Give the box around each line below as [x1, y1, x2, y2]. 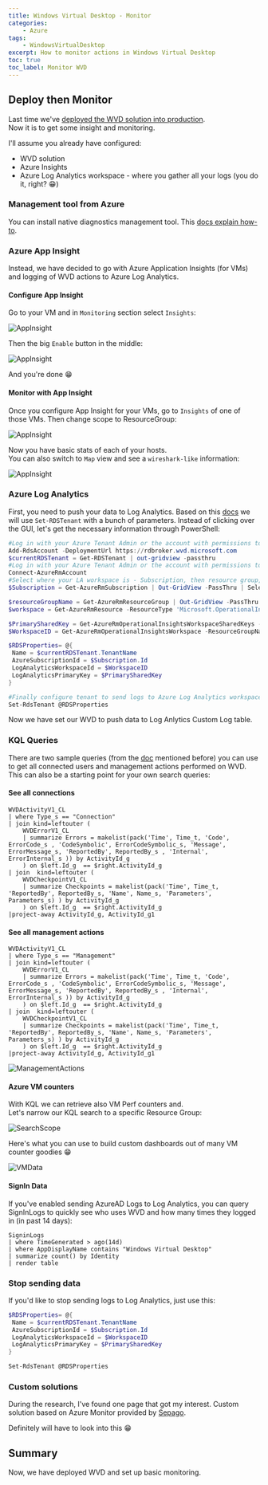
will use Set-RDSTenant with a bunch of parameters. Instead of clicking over [8, 515, 255, 524]
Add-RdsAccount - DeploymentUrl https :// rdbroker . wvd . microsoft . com [8, 547, 238, 555]
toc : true [8, 57, 41, 65]
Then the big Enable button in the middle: [8, 339, 144, 348]
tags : [8, 33, 26, 42]
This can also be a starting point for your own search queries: [8, 770, 211, 780]
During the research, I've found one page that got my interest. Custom [8, 1400, 239, 1409]
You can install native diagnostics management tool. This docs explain [8, 217, 239, 226]
